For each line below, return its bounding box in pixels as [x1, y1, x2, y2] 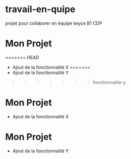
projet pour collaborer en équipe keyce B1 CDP [5, 20, 102, 26]
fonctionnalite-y [93, 79, 126, 85]
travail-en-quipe [5, 4, 76, 15]
